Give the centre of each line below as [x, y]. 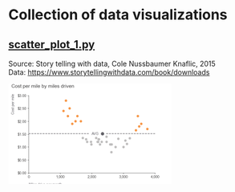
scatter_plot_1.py [52, 45]
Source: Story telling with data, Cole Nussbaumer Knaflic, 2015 [112, 63]
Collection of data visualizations [118, 15]
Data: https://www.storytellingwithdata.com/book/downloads [109, 72]
